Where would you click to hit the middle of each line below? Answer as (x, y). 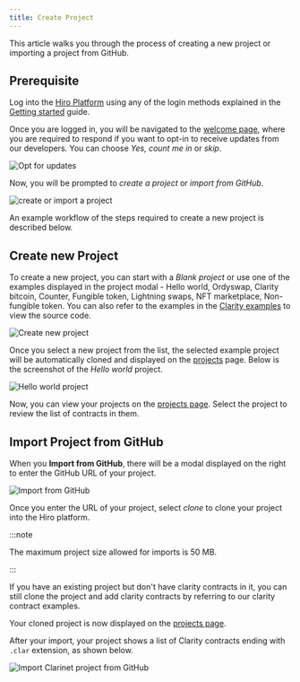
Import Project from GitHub (86, 442)
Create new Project (64, 255)
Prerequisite (44, 81)
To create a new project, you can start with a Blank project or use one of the (150, 277)
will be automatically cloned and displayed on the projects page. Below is (144, 360)
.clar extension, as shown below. (72, 651)
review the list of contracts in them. (74, 414)
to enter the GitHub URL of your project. (83, 473)
